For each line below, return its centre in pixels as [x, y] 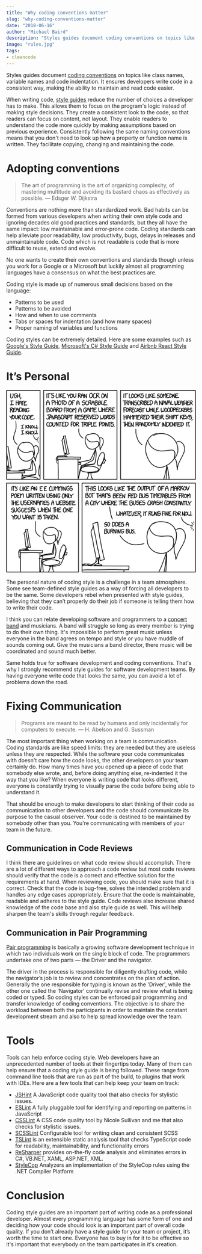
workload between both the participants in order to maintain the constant [97, 1010]
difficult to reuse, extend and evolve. [52, 248]
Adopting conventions [63, 168]
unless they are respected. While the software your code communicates [95, 754]
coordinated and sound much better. [51, 651]
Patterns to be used [39, 302]
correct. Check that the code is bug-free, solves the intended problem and [99, 888]
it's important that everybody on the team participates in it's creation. [92, 1244]
